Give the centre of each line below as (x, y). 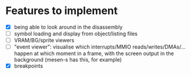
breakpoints (29, 66)
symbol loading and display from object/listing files (76, 34)
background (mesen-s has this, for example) (68, 60)
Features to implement (62, 11)
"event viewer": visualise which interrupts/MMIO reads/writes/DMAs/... (100, 47)
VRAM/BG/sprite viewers (44, 40)
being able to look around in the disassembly (68, 27)
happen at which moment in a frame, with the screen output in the (94, 53)
